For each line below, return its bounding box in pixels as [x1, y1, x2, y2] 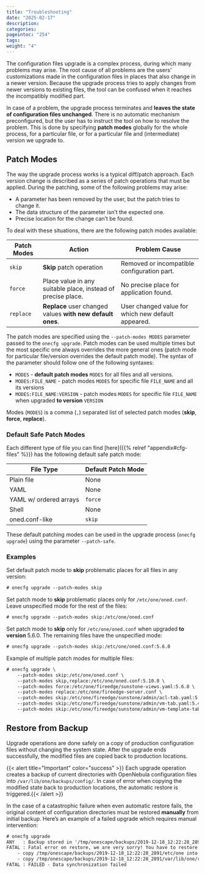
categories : [6, 26, 37, 32]
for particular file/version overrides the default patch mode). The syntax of [6, 352, 194, 359]
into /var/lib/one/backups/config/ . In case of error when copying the [6, 777, 182, 784]
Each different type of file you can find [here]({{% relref [6, 444, 146, 451]
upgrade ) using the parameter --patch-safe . [6, 537, 116, 545]
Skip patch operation [42, 263, 103, 271]
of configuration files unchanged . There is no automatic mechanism [6, 111, 180, 118]
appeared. [121, 317, 151, 326]
